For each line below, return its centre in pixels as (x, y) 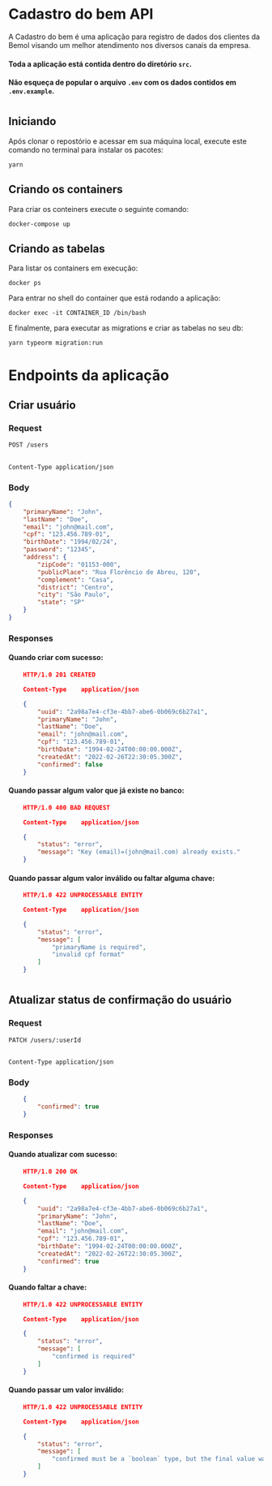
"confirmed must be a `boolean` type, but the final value (153, 1459)
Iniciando (32, 121)
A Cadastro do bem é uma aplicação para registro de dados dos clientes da (134, 37)
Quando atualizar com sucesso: (63, 1155)
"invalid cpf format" (88, 955)
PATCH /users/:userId (45, 1040)
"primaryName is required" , (99, 947)
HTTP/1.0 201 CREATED (59, 675)
